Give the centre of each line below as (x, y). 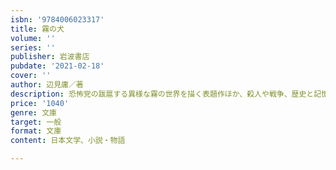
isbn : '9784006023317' (57, 19)
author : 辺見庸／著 (47, 85)
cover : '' (31, 76)
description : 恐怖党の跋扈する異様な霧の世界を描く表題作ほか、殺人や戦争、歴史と (162, 94)
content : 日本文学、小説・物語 (68, 141)
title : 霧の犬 (37, 29)
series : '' (33, 47)
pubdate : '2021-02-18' (57, 66)
